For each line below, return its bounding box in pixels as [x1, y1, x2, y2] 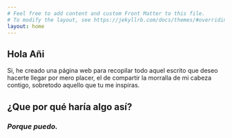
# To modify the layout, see [7, 16, 91, 23]
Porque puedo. [7, 122, 58, 131]
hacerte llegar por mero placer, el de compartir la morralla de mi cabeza [7, 73, 212, 82]
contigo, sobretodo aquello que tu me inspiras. [7, 81, 140, 89]
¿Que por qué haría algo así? [7, 101, 133, 113]
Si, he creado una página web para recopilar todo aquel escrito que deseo [7, 67, 219, 75]
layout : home [7, 23, 45, 30]
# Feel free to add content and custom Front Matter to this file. [7, 10, 206, 17]
